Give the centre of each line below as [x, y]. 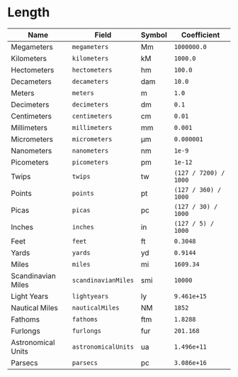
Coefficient [200, 35]
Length [29, 12]
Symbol [154, 35]
